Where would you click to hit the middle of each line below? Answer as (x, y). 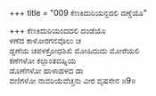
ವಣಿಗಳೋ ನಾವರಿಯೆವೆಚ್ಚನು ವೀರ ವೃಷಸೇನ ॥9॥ (73, 80)
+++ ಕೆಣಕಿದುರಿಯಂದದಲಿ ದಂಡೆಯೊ (57, 31)
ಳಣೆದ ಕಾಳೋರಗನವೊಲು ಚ (45, 40)
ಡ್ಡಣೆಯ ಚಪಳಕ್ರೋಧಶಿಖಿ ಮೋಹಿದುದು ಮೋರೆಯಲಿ (74, 51)
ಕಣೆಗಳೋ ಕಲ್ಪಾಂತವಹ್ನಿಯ (43, 60)
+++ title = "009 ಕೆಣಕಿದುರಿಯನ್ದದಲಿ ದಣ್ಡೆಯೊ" (78, 13)
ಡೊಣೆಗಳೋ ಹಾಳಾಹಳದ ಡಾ (46, 71)
